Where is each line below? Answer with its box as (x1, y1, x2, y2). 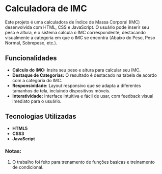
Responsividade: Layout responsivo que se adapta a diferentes (12, 83, 141, 88)
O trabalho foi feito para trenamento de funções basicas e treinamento (12, 159, 155, 165)
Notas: (5, 148, 22, 154)
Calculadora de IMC (5, 3, 87, 14)
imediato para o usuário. (12, 98, 62, 104)
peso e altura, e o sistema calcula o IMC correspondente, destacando (5, 29, 146, 35)
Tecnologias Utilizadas (5, 112, 77, 121)
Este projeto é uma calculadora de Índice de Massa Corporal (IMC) (5, 19, 140, 25)
